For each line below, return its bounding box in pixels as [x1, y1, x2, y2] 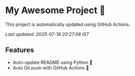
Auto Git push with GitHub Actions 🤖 [12, 64, 89, 70]
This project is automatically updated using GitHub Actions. [5, 21, 130, 27]
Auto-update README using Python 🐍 [12, 59, 93, 65]
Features [5, 46, 34, 55]
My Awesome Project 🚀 [5, 5, 106, 16]
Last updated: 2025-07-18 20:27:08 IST [5, 31, 89, 37]
